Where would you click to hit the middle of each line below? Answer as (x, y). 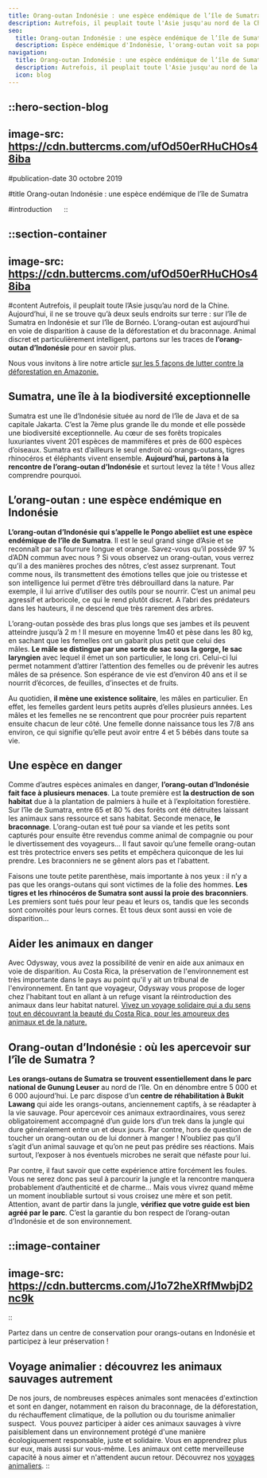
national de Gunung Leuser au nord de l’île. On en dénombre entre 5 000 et (133, 1088)
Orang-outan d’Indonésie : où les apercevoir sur (130, 1047)
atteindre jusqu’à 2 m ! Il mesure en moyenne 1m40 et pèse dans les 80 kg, (131, 632)
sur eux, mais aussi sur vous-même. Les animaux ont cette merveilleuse (126, 1449)
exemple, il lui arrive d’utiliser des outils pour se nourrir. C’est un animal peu (132, 591)
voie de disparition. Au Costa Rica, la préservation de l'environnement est (128, 971)
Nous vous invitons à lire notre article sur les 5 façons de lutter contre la (126, 363)
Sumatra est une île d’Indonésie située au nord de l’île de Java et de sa (124, 416)
